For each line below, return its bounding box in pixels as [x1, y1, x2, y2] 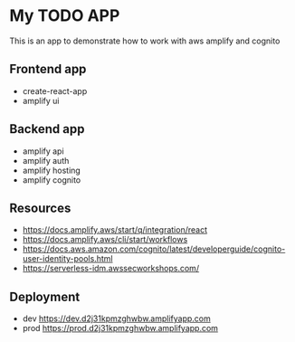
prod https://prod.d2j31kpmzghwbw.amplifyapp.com [22, 323, 219, 334]
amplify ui [22, 95, 60, 106]
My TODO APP [9, 5, 120, 26]
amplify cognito [22, 174, 81, 185]
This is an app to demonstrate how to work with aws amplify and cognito [9, 35, 281, 46]
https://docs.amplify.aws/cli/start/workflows [22, 234, 188, 245]
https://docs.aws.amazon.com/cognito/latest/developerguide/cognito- [22, 243, 286, 254]
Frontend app [9, 62, 87, 77]
